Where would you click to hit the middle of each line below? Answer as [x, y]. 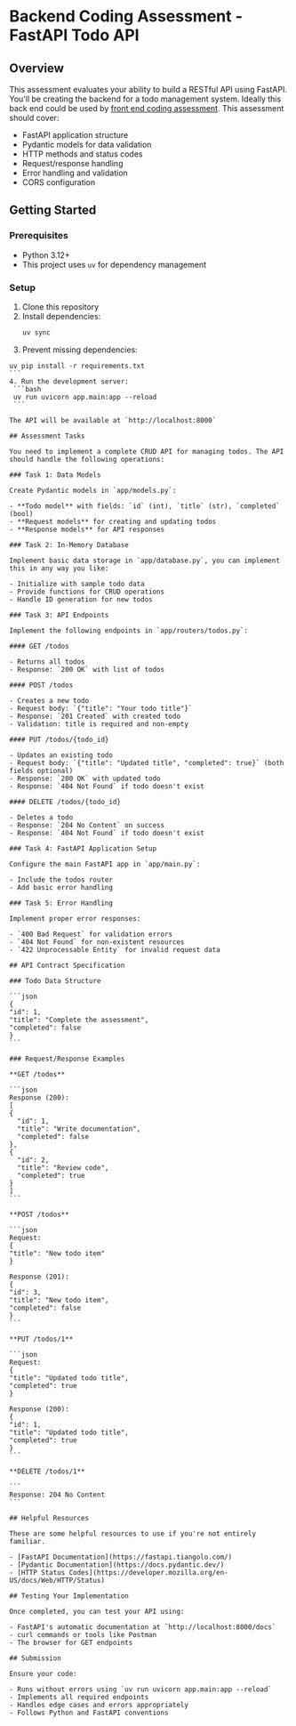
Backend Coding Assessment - [126, 16]
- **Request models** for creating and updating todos [113, 521]
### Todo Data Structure [55, 980]
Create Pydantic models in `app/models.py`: [93, 490]
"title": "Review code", [63, 1167]
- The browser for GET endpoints [71, 1642]
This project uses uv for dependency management [114, 264]
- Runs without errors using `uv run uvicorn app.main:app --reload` [141, 1689]
